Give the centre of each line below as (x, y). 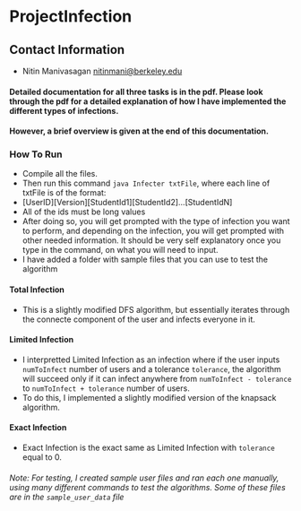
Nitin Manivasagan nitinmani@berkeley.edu (102, 71)
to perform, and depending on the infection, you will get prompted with (153, 231)
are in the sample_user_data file (67, 497)
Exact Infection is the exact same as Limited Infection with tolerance (148, 448)
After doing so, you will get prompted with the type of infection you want (156, 221)
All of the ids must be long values (84, 212)
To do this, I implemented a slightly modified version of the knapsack (149, 397)
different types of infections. (64, 110)
